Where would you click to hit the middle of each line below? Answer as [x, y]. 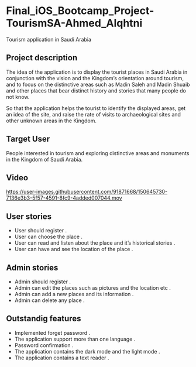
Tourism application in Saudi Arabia [49, 39]
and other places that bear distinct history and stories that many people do [96, 90]
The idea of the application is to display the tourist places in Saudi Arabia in [97, 72]
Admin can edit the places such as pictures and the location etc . [92, 288]
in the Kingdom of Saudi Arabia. [44, 159]
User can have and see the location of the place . [74, 249]
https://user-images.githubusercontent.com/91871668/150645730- [87, 192]
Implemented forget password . [52, 332]
